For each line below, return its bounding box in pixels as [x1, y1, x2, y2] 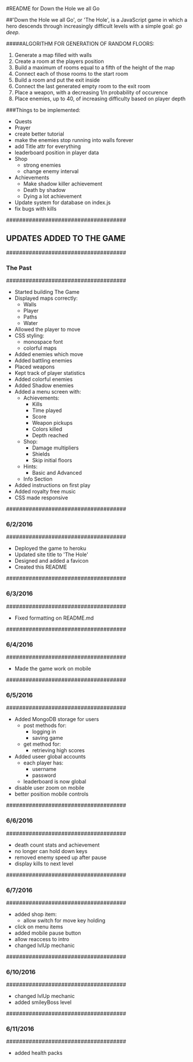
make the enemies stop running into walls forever [14, 137, 134, 143]
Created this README [14, 563, 67, 571]
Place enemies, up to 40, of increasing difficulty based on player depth [14, 95, 186, 102]
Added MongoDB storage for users [14, 716, 99, 723]
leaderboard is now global [23, 778, 87, 785]
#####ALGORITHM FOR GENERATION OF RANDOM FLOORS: [6, 40, 155, 47]
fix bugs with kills [14, 205, 57, 212]
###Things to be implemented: [6, 107, 81, 113]
